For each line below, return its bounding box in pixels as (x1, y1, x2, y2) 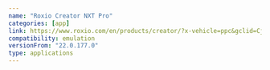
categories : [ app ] (8, 19, 70, 27)
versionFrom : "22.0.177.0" (8, 42, 99, 50)
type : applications (8, 49, 74, 57)
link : (8, 27, 27, 35)
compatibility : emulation (8, 34, 95, 43)
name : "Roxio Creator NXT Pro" (8, 11, 113, 20)
